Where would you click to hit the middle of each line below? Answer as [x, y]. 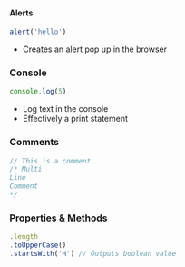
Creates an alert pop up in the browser [95, 49]
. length [24, 237]
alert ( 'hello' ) [38, 32]
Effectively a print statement [75, 119]
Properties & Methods [58, 218]
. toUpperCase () [38, 245]
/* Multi [26, 169]
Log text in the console [65, 109]
